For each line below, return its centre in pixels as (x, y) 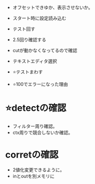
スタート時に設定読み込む (39, 18)
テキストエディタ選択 (35, 61)
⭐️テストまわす (28, 72)
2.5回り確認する (29, 40)
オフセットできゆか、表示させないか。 (53, 7)
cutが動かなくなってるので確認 (45, 50)
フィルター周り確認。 (35, 126)
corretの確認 (32, 155)
